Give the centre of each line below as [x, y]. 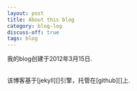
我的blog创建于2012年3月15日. [50, 59]
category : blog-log [35, 26]
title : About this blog [41, 20]
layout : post [26, 13]
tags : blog [22, 39]
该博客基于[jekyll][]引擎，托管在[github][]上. [69, 80]
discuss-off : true [33, 32]
